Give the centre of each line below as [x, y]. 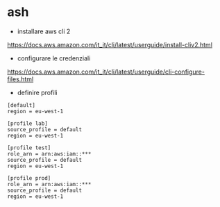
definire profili [37, 92]
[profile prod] [29, 178]
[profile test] [29, 148]
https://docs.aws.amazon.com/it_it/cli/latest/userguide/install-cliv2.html [110, 44]
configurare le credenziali [54, 58]
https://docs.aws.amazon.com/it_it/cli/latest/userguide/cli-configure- [106, 72]
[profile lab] [28, 123]
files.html [20, 79]
